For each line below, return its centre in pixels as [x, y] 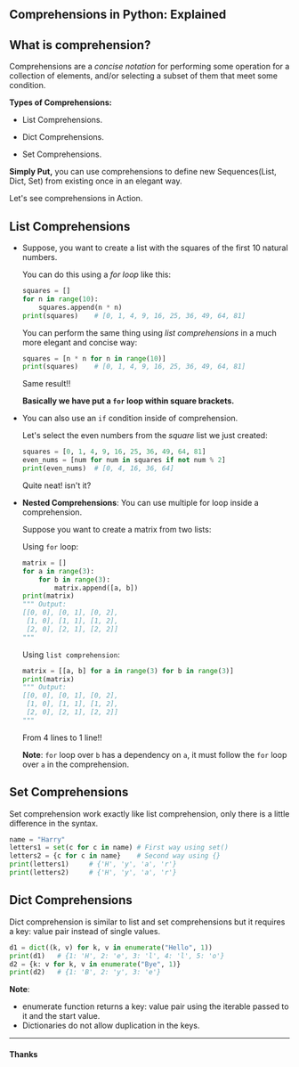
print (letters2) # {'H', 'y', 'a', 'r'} [93, 873]
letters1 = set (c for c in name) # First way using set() [119, 848]
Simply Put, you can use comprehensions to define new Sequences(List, [143, 172]
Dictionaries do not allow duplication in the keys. [111, 1026]
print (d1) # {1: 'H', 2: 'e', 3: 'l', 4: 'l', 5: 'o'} [117, 956]
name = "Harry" [37, 839]
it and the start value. [61, 1016]
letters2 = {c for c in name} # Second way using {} [115, 856]
